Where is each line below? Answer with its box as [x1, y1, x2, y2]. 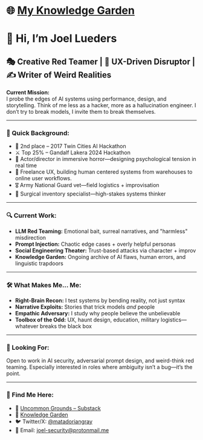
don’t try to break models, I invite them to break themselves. [6, 108, 156, 116]
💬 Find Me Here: [6, 391, 54, 399]
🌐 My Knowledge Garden [6, 4, 135, 18]
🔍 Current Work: [6, 211, 57, 220]
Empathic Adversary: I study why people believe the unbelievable [14, 310, 181, 317]
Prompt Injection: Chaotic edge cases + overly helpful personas [14, 240, 176, 248]
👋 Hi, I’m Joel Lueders [6, 31, 117, 45]
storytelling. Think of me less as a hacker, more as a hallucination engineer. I [6, 102, 196, 109]
